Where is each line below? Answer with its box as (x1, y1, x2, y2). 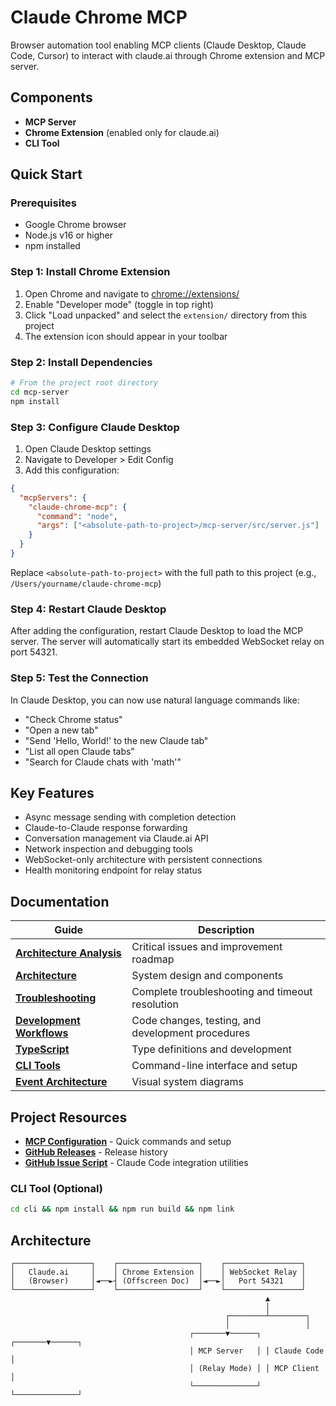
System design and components (131, 969, 284, 983)
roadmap (131, 952, 175, 966)
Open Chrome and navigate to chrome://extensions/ (24, 287, 240, 300)
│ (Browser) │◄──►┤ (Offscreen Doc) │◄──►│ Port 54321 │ (10, 1276, 307, 1286)
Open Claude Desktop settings (24, 442, 152, 455)
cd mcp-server (10, 387, 70, 397)
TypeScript (15, 1042, 70, 1056)
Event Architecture (15, 1075, 108, 1089)
